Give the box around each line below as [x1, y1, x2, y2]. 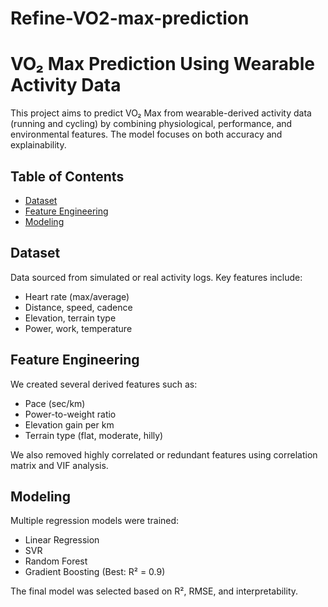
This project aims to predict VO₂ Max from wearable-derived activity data [10, 107, 312, 119]
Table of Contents [10, 168, 125, 185]
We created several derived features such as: [10, 378, 198, 390]
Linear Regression [24, 534, 100, 546]
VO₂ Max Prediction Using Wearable [10, 53, 315, 76]
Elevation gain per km [24, 418, 115, 431]
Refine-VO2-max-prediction [10, 7, 250, 30]
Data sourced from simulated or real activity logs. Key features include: [10, 271, 303, 283]
